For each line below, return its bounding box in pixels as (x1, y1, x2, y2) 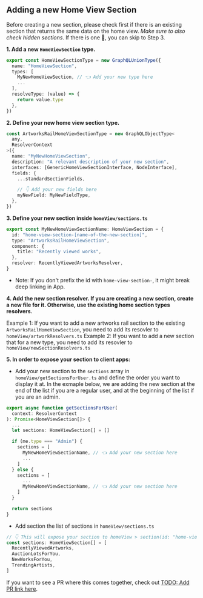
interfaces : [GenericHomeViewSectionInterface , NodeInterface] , (12, 164, 178, 170)
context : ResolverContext (12, 410, 78, 417)
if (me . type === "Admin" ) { (12, 439, 83, 445)
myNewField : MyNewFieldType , (17, 192, 91, 199)
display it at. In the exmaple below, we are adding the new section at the (15, 380, 195, 387)
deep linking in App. (15, 283, 65, 290)
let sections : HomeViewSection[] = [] (12, 427, 110, 434)
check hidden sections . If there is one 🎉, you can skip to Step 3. (6, 33, 165, 41)
